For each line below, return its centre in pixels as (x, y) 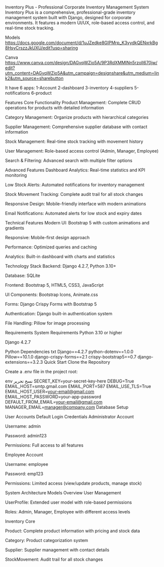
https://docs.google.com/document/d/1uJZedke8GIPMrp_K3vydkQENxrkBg (82, 43)
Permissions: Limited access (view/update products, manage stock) (73, 483)
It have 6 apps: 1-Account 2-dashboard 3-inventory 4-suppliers (69, 88)
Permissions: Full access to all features (44, 445)
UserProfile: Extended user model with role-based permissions (69, 502)
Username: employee (27, 464)
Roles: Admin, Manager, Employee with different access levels (68, 512)
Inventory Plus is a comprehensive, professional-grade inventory (70, 12)
